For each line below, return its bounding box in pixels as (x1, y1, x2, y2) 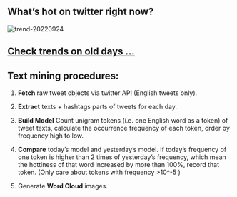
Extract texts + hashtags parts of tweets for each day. (17, 103, 177, 111)
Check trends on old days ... (7, 46, 136, 58)
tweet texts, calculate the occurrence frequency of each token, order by (17, 124, 231, 133)
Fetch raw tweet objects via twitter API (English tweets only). (17, 89, 198, 97)
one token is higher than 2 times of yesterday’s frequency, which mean (17, 153, 226, 161)
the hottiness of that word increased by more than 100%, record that (17, 161, 220, 169)
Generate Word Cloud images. (17, 182, 109, 191)
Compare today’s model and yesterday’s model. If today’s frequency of (17, 146, 227, 154)
